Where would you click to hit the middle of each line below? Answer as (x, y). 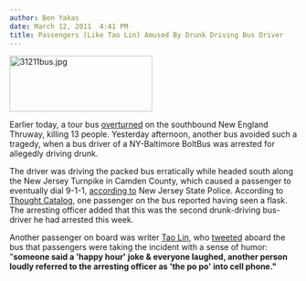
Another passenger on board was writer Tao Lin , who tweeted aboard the (148, 237)
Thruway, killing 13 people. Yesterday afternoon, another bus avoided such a (153, 134)
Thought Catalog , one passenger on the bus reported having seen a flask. (148, 201)
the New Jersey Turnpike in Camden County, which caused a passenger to (150, 181)
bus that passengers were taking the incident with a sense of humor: (138, 247)
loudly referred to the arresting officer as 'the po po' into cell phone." (143, 266)
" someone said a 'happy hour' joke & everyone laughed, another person (148, 257)
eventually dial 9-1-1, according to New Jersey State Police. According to (147, 191)
